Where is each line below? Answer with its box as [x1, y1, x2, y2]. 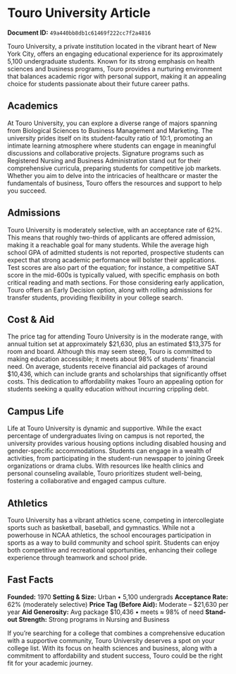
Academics [7, 100, 58, 112]
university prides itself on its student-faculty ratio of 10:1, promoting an [7, 134, 213, 142]
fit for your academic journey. [7, 658, 94, 667]
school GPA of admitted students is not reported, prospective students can [7, 248, 224, 256]
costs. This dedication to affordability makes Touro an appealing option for [7, 377, 223, 386]
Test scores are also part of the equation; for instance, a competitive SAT [7, 263, 220, 271]
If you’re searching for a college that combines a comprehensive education [7, 629, 225, 637]
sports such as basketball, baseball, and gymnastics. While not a [7, 524, 195, 531]
